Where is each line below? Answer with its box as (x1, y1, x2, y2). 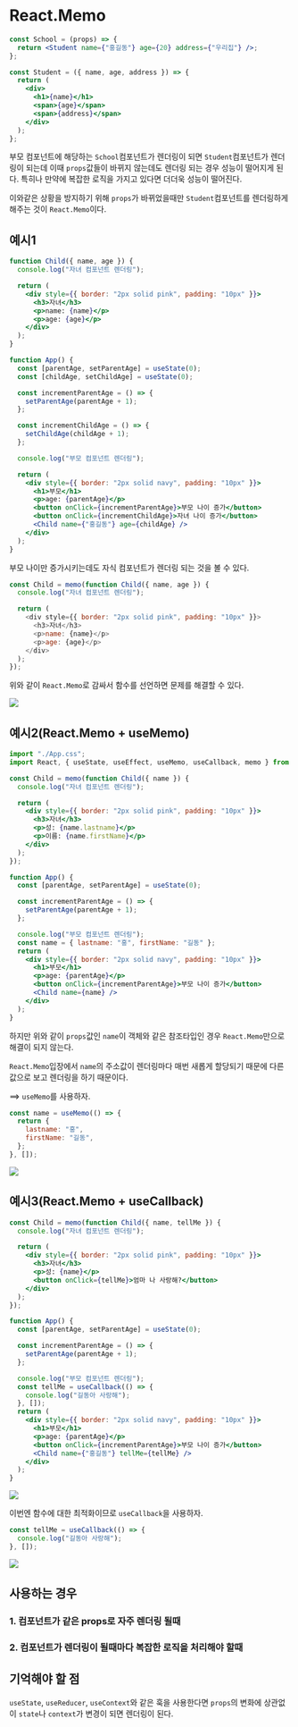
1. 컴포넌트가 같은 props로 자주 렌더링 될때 (9, 1615, 181, 1628)
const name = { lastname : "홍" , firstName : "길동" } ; (17, 938, 216, 948)
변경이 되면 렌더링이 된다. (85, 1708, 174, 1719)
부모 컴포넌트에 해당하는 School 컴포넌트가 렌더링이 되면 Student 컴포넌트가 (9, 151, 269, 162)
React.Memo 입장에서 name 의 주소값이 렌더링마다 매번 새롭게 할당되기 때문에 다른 (9, 1060, 285, 1071)
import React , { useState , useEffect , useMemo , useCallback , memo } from (9, 757, 290, 767)
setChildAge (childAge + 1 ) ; (25, 430, 129, 439)
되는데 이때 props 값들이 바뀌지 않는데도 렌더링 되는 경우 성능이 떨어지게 (25, 163, 275, 173)
